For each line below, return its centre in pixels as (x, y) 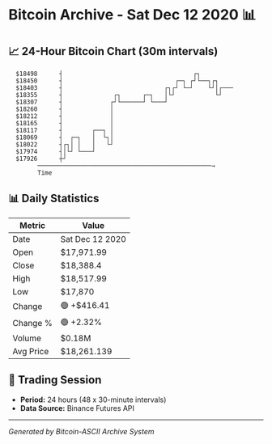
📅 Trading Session (55, 380)
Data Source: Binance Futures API (77, 408)
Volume (27, 338)
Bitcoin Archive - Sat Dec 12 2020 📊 (132, 15)
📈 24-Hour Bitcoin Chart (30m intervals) (113, 51)
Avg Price (31, 351)
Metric (33, 225)
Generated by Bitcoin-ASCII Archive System (81, 431)
